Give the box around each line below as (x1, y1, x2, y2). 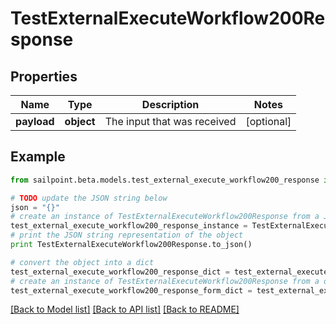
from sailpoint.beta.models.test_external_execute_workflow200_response (10, 175, 320, 185)
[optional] (245, 115, 292, 128)
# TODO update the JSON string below (10, 193, 168, 203)
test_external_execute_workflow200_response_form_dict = (10, 285, 253, 296)
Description (141, 98, 200, 111)
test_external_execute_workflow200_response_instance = (10, 221, 248, 231)
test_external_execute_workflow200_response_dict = (10, 267, 230, 277)
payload (15, 115, 55, 128)
